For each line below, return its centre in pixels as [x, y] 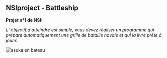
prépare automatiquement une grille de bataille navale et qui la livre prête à [84, 35]
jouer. [12, 40]
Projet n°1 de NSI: [24, 20]
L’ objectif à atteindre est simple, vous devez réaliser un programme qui [80, 30]
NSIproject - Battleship [42, 8]
